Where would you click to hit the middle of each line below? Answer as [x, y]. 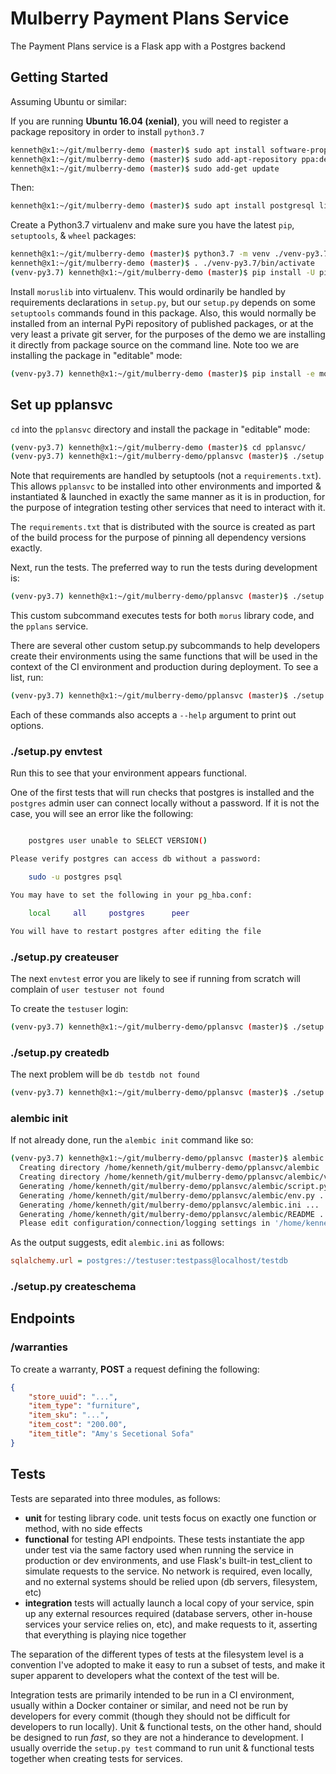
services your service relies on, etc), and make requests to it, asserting [171, 1624]
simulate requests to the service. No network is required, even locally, [168, 1571]
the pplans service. [49, 626]
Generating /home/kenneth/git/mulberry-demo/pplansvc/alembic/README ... [176, 1214]
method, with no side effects [83, 1528]
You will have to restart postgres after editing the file [136, 931]
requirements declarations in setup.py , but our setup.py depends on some [163, 302]
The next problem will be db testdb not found [105, 1074]
